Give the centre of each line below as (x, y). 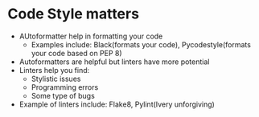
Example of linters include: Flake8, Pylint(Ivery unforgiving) (117, 104)
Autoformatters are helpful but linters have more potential (114, 62)
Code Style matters (74, 14)
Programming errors (65, 87)
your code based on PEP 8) (76, 53)
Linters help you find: (54, 70)
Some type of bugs (63, 95)
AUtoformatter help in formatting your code (91, 36)
